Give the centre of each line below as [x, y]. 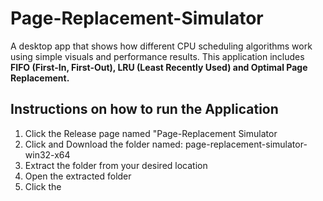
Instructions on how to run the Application [144, 109]
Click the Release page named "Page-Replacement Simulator [151, 133]
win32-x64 [47, 154]
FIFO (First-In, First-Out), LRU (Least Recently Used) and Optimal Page [159, 67]
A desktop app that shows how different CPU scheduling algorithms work [161, 46]
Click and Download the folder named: [103, 144]
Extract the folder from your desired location [116, 165]
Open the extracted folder [78, 176]
